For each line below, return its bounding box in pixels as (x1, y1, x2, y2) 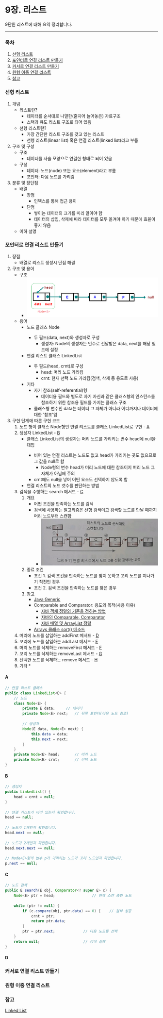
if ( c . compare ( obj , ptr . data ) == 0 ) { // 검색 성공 (22, 908, 132, 913)
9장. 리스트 (5, 4, 47, 16)
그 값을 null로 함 (33, 458, 65, 464)
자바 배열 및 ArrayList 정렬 (41, 620, 92, 626)
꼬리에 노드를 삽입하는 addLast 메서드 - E (19, 638, 98, 644)
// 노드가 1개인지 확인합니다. (5, 825, 57, 830)
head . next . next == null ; (5, 846, 55, 851)
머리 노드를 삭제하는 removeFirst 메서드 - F (19, 644, 102, 651)
